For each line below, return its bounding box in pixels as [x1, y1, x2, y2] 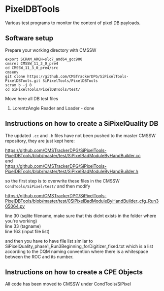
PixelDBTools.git [5, 78, 41, 83]
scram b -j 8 [5, 82, 32, 87]
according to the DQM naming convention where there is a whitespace [5, 248, 149, 255]
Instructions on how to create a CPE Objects [5, 268, 143, 276]
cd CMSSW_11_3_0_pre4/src [5, 65, 58, 70]
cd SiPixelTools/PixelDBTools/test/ [5, 87, 80, 92]
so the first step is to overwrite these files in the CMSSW [5, 178, 120, 183]
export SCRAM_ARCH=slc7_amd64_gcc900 [5, 57, 83, 62]
